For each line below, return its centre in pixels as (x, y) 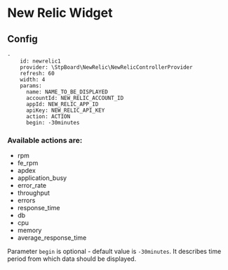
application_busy (42, 178)
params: (31, 86)
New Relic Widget (60, 13)
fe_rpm (28, 163)
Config (22, 39)
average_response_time (52, 238)
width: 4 (33, 79)
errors (26, 200)
